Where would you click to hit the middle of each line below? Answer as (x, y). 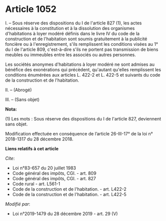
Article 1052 (31, 9)
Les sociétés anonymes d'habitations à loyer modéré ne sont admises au (80, 64)
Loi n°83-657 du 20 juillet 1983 (44, 168)
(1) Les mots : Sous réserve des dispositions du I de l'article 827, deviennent (83, 118)
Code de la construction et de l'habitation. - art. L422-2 (69, 189)
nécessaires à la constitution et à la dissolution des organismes (70, 28)
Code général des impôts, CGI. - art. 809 (54, 173)
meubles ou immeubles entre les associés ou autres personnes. (71, 55)
